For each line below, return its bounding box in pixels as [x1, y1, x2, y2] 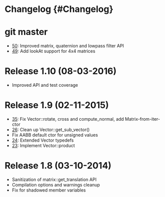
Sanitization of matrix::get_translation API [11, 176, 97, 183]
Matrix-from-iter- [125, 116, 161, 122]
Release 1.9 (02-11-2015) [4, 100, 109, 111]
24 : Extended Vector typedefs [11, 137, 74, 143]
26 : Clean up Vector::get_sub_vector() [11, 127, 90, 133]
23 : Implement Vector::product [11, 143, 75, 148]
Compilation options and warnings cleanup [11, 182, 100, 188]
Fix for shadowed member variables [11, 187, 86, 193]
